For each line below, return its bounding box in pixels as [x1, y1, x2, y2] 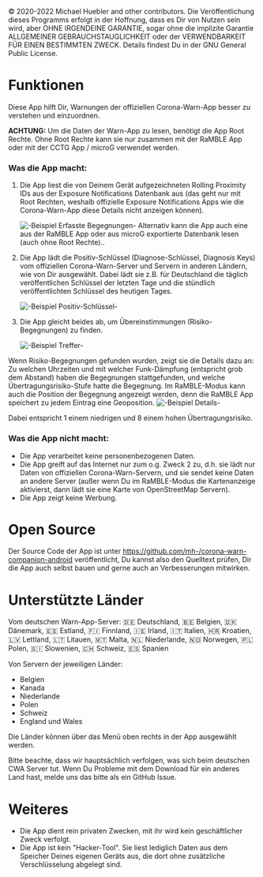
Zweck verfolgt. [19, 834, 71, 844]
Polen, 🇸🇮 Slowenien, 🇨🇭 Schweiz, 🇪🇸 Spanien [8, 643, 169, 654]
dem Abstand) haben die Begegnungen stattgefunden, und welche [8, 373, 226, 382]
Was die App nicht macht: [8, 433, 109, 444]
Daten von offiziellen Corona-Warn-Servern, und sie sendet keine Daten [19, 467, 254, 477]
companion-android [8, 555, 73, 564]
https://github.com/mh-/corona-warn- [122, 546, 247, 556]
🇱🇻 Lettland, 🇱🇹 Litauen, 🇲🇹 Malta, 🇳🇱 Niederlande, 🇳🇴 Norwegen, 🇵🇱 [8, 635, 254, 644]
